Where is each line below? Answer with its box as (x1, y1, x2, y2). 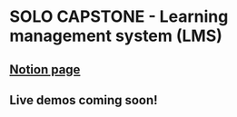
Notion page (9, 62, 81, 77)
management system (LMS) (9, 25, 222, 46)
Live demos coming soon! (9, 93, 158, 108)
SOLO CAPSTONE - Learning (9, 6, 229, 27)
